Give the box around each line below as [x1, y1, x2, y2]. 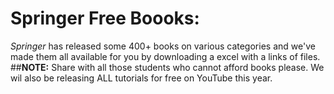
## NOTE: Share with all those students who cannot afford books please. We [10, 61, 325, 73]
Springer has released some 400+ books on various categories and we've [10, 40, 316, 52]
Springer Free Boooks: [10, 7, 200, 30]
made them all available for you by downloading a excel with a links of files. [10, 50, 321, 62]
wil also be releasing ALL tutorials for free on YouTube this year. [10, 72, 273, 84]
